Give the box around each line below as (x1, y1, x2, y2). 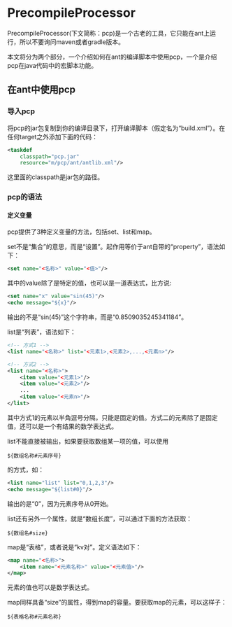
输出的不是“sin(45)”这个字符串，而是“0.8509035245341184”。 (7, 313, 187, 321)
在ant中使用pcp (7, 84, 75, 96)
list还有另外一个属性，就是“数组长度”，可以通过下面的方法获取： (7, 514, 193, 523)
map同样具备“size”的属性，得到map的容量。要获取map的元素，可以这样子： (7, 598, 227, 607)
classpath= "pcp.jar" (20, 153, 80, 160)
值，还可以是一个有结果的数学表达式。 (7, 422, 117, 430)
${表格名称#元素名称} (7, 614, 61, 621)
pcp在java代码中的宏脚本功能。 (7, 61, 98, 69)
